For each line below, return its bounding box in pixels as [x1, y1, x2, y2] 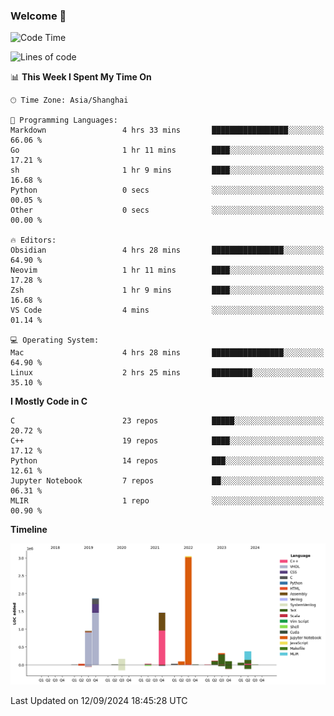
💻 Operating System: [10, 335, 100, 346]
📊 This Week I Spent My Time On [10, 71, 152, 83]
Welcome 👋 [10, 9, 67, 23]
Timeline [10, 524, 48, 536]
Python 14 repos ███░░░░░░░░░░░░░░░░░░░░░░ [10, 456, 325, 466]
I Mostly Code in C [10, 395, 88, 408]
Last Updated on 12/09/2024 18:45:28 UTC [10, 695, 188, 707]
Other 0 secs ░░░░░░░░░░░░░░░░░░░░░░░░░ [10, 205, 325, 216]
